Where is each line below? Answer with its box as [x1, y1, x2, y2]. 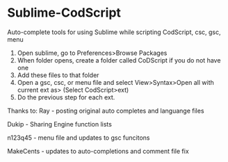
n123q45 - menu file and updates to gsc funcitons [7, 133, 150, 142]
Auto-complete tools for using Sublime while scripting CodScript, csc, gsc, [7, 28, 221, 36]
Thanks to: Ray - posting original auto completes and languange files [7, 106, 204, 115]
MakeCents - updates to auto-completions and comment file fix [7, 147, 189, 155]
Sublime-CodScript [7, 5, 122, 21]
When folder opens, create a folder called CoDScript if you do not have [17, 56, 221, 64]
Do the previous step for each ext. [17, 92, 115, 102]
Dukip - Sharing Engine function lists [7, 120, 113, 128]
